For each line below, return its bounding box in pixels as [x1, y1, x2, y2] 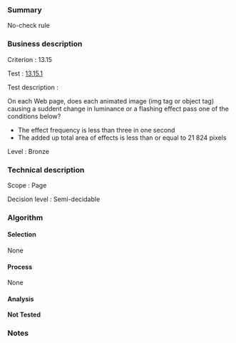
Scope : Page [7, 180, 47, 190]
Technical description [7, 165, 85, 175]
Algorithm [7, 213, 43, 222]
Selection [7, 230, 37, 239]
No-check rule [7, 21, 50, 30]
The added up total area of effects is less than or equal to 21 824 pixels [17, 133, 227, 142]
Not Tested [7, 310, 41, 319]
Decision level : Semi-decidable [7, 195, 101, 203]
